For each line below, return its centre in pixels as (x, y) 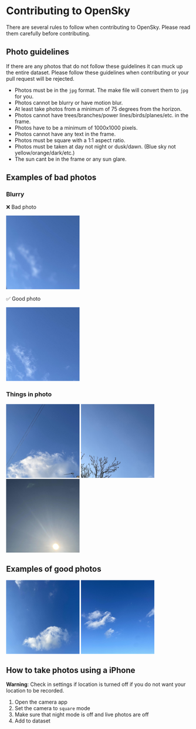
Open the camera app (41, 702)
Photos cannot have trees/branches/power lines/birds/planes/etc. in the (102, 115)
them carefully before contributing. (48, 33)
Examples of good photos (54, 569)
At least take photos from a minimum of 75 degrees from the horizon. (98, 109)
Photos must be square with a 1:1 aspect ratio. (70, 140)
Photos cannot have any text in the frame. (65, 134)
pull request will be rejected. (40, 78)
